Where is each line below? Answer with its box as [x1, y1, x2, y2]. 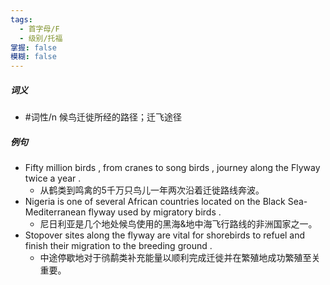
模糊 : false [10, 52, 57, 62]
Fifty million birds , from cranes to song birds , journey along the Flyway [24, 162, 321, 174]
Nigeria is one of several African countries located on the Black [24, 196, 286, 208]
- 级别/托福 [19, 33, 63, 43]
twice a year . [24, 172, 82, 185]
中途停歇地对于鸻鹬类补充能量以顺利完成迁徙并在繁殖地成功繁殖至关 [39, 252, 321, 264]
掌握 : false [10, 42, 57, 53]
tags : [10, 14, 33, 25]
